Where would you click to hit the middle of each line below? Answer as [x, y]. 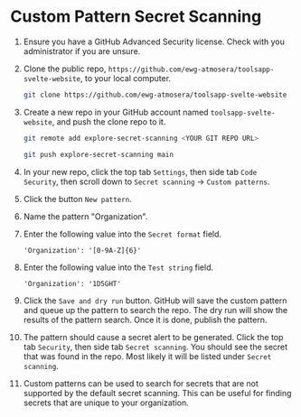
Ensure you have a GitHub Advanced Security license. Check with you [154, 42]
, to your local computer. [126, 78]
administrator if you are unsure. [82, 51]
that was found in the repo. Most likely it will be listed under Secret [147, 356]
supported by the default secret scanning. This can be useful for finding [157, 393]
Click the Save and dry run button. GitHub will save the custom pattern [155, 301]
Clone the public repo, [65, 69]
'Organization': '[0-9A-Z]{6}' [82, 250]
